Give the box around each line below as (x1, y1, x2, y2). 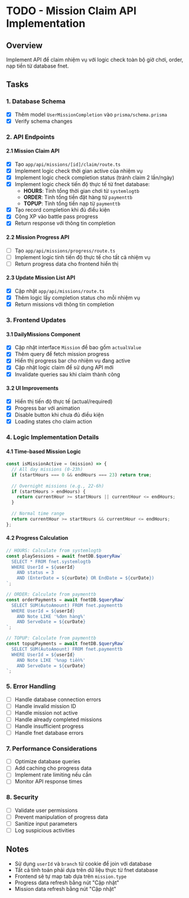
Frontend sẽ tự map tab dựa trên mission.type (14, 872, 127, 880)
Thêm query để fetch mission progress (14, 351, 110, 358)
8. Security (6, 793, 38, 801)
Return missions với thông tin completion (14, 301, 115, 308)
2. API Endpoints (6, 132, 55, 141)
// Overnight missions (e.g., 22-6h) (11, 483, 105, 489)
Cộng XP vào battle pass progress (14, 213, 99, 220)
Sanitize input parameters (14, 820, 78, 827)
